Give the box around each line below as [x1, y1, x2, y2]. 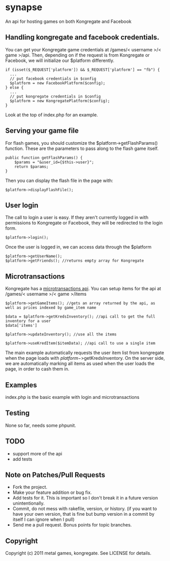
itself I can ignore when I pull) [12, 516, 75, 522]
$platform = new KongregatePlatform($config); [10, 98, 110, 103]
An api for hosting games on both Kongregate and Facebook [5, 18, 132, 24]
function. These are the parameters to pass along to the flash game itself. [5, 145, 159, 151]
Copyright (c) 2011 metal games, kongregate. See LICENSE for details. [5, 550, 152, 556]
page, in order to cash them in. [5, 366, 70, 372]
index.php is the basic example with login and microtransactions [5, 394, 140, 400]
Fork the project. [12, 484, 48, 490]
